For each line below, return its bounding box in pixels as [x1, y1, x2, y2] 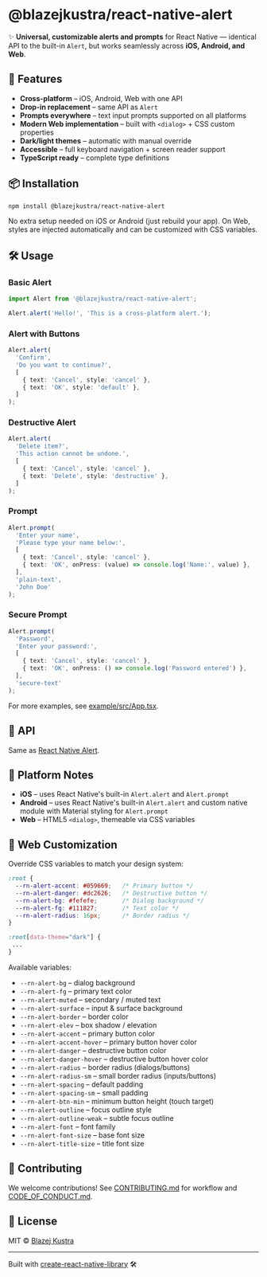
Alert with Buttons [8, 328, 80, 339]
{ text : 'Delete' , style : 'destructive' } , [22, 472, 169, 480]
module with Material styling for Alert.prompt [19, 806, 168, 816]
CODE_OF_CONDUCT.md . [8, 1191, 93, 1201]
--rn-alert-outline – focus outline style [19, 1105, 153, 1114]
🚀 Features [8, 72, 63, 86]
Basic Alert [8, 276, 52, 288]
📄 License [8, 1215, 58, 1228]
